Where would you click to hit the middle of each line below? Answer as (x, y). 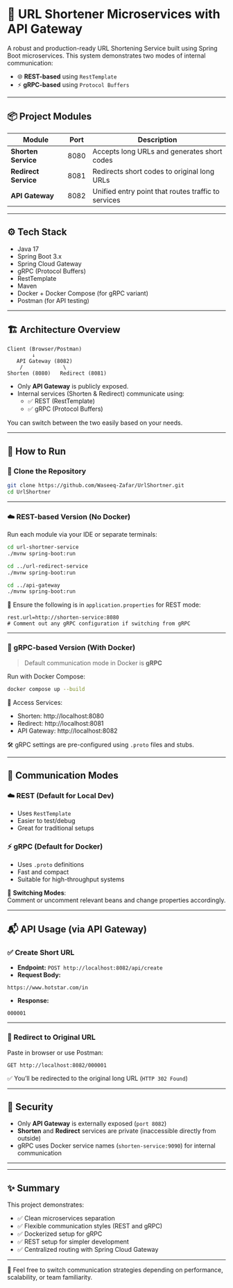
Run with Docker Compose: (46, 676)
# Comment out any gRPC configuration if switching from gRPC (99, 624)
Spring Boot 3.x (40, 256)
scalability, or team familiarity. (50, 1278)
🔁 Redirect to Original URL (51, 1037)
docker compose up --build (46, 689)
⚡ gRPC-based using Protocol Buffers (73, 84)
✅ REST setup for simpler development (73, 1242)
